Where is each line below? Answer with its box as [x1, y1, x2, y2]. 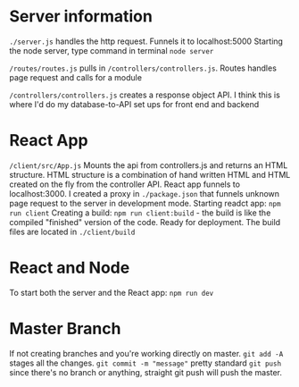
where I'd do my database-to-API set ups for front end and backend [9, 98, 260, 109]
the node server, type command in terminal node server [9, 45, 214, 55]
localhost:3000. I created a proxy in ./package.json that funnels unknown [9, 188, 279, 198]
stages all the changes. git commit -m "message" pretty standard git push [9, 358, 282, 368]
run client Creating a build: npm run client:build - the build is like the [9, 207, 271, 218]
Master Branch [9, 319, 121, 339]
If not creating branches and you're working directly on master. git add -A [9, 348, 284, 358]
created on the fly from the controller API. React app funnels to [9, 179, 241, 189]
